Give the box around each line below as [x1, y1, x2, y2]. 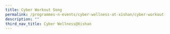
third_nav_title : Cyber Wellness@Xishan [5, 21, 92, 26]
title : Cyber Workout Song [5, 7, 62, 12]
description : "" [5, 16, 39, 21]
